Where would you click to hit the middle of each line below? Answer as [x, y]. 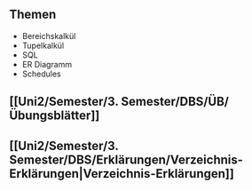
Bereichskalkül [49, 36]
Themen [33, 15]
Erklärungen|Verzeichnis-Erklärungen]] [122, 174]
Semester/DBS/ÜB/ [175, 102]
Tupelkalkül [43, 45]
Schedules [42, 74]
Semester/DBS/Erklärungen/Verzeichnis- [126, 159]
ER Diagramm [47, 64]
